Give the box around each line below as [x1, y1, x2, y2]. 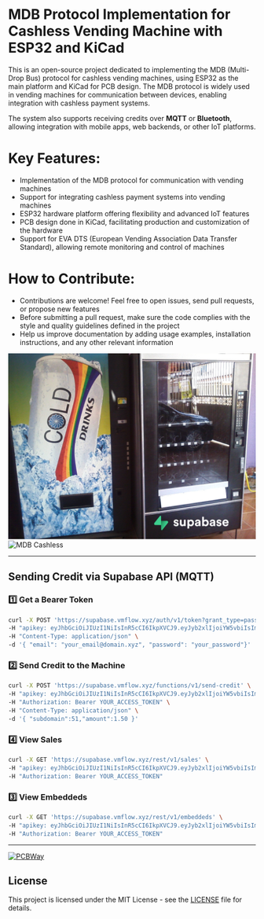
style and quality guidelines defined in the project [19, 321, 180, 330]
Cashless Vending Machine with [8, 22, 223, 40]
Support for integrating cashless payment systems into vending [19, 192, 225, 201]
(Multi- [227, 64, 250, 74]
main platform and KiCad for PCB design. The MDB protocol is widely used [8, 81, 250, 91]
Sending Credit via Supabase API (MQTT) [8, 570, 214, 583]
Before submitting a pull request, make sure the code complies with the [19, 312, 251, 322]
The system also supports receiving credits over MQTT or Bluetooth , [8, 113, 233, 123]
